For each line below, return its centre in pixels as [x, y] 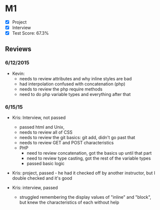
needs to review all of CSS [46, 132]
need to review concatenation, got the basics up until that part [89, 153]
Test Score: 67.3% [30, 33]
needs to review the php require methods [61, 89]
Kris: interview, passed [35, 188]
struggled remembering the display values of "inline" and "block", [85, 197]
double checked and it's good [42, 178]
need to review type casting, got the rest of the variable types [89, 158]
